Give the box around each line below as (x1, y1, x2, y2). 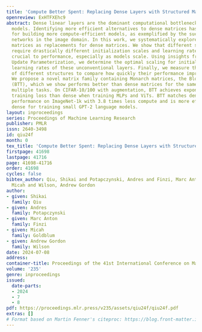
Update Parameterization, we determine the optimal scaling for (11, 59, 176, 65)
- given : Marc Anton (6, 216, 58, 222)
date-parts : (11, 283, 42, 289)
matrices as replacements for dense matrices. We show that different (11, 43, 192, 49)
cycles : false (6, 171, 42, 177)
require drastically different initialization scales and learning (11, 48, 185, 54)
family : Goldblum (11, 232, 55, 238)
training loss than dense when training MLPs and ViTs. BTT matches (11, 93, 187, 99)
